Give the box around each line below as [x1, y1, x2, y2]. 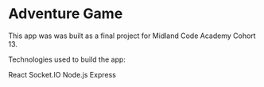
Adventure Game [8, 5, 123, 23]
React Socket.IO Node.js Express [8, 70, 117, 79]
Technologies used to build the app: [8, 55, 126, 64]
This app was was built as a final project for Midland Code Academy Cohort [8, 31, 256, 40]
